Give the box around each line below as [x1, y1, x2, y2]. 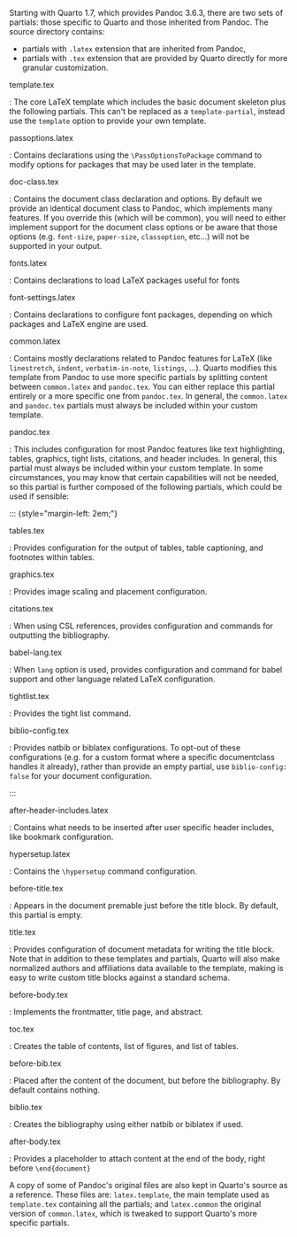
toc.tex [9, 1023, 34, 1034]
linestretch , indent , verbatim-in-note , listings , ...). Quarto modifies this [9, 362, 278, 373]
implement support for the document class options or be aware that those [9, 222, 278, 232]
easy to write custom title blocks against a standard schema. [9, 972, 230, 983]
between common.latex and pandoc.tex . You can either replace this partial [9, 381, 276, 392]
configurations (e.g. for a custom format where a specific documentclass [9, 752, 276, 762]
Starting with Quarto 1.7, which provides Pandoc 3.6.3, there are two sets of [9, 8, 284, 18]
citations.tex [9, 603, 54, 614]
